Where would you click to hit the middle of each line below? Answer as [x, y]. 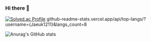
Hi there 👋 [18, 8]
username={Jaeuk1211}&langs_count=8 [46, 24]
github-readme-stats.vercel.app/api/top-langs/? [96, 19]
